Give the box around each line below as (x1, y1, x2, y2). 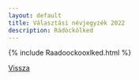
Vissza (8, 63, 30, 73)
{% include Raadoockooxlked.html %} (8, 48, 132, 58)
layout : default (8, 11, 62, 20)
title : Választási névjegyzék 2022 (8, 19, 126, 27)
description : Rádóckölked (8, 26, 93, 34)
